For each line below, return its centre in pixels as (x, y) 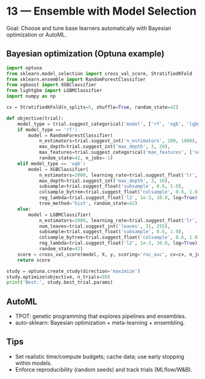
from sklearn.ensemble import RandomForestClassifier (76, 79)
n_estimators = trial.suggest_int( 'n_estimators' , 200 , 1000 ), (118, 141)
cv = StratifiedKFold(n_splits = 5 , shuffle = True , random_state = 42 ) (92, 107)
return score (34, 260)
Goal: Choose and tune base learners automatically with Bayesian (89, 28)
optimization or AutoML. (37, 34)
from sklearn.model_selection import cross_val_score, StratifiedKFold (99, 74)
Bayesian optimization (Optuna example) (85, 54)
